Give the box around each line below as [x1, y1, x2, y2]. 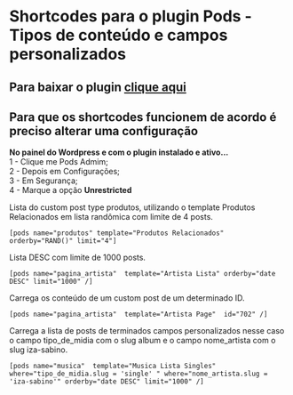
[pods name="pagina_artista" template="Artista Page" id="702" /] [9, 310, 268, 319]
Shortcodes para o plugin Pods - [9, 6, 253, 27]
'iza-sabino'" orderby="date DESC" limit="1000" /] [9, 377, 204, 386]
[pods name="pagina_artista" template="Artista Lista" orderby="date [9, 270, 276, 278]
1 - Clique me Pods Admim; [9, 157, 108, 167]
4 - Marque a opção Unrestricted [9, 185, 132, 196]
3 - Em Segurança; [9, 175, 78, 186]
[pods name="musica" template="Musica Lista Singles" [9, 362, 217, 371]
